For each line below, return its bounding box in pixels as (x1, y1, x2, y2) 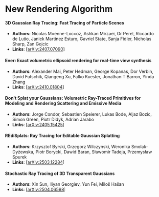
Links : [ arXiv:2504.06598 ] (12, 187, 66, 193)
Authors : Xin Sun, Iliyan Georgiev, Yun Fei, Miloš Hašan (12, 181, 124, 187)
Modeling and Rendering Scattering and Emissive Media (5, 100, 121, 106)
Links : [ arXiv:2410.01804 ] (12, 84, 65, 90)
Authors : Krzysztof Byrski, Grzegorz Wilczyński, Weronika (12, 144, 131, 150)
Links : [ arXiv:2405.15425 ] (12, 121, 65, 128)
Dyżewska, (12, 149, 35, 154)
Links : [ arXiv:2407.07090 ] (12, 46, 65, 52)
